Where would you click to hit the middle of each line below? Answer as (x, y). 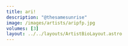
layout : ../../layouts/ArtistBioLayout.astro (64, 34)
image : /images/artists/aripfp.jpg (51, 23)
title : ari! (21, 12)
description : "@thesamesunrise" (47, 17)
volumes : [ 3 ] (23, 28)
